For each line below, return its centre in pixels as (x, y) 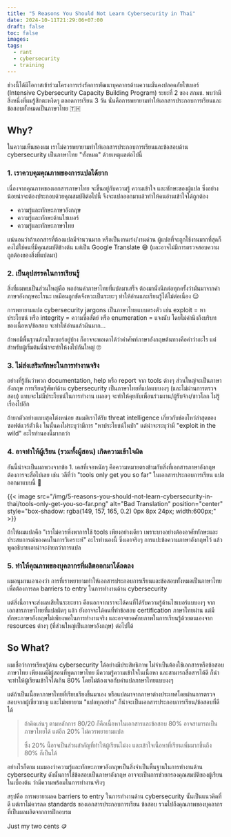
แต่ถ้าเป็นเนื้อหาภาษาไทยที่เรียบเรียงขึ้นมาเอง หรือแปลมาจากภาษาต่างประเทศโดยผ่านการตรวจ (111, 694)
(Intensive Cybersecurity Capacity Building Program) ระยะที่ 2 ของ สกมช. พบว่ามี (114, 92)
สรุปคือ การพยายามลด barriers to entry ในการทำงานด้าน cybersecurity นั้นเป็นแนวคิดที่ (114, 796)
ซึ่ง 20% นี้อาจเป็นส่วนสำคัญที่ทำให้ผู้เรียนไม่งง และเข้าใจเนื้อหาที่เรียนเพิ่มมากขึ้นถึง (118, 745)
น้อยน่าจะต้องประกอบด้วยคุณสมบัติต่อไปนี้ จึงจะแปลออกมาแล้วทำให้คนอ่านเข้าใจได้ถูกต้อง (108, 196)
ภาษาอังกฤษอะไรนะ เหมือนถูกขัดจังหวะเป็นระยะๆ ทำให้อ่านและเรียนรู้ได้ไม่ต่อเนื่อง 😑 (103, 296)
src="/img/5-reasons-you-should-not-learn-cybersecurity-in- (125, 496)
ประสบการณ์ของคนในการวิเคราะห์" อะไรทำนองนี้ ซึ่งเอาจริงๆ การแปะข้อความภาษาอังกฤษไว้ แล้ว (115, 539)
